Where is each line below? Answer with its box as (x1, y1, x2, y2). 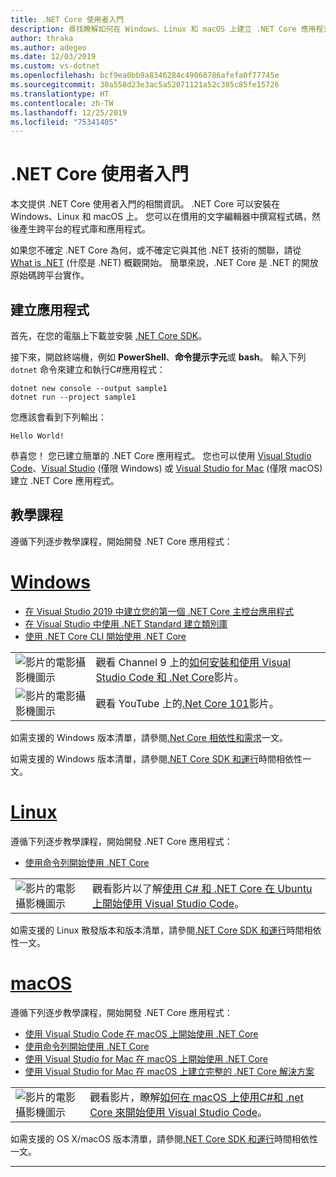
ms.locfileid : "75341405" (10, 117, 118, 127)
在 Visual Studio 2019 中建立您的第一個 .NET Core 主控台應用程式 (24, 605, 295, 617)
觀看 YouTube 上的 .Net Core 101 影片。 (95, 696, 280, 710)
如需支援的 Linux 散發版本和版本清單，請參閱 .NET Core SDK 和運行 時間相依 (10, 924, 322, 936)
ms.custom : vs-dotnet (10, 61, 101, 71)
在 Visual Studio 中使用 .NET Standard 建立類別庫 (24, 617, 228, 630)
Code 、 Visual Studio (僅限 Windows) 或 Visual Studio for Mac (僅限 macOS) (10, 462, 323, 474)
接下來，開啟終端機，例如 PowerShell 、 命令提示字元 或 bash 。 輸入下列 (10, 351, 307, 363)
